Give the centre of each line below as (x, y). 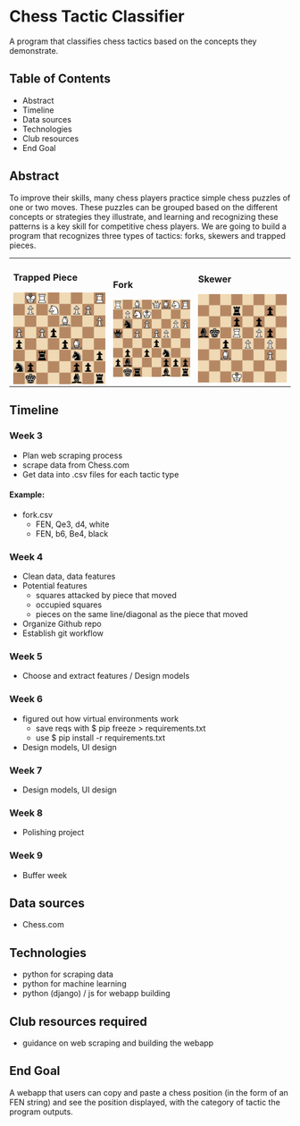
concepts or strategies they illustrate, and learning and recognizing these (144, 216)
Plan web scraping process (72, 455)
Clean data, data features (69, 576)
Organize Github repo (62, 624)
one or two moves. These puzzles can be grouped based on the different (144, 207)
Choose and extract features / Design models (106, 676)
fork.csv (37, 514)
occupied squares (69, 605)
